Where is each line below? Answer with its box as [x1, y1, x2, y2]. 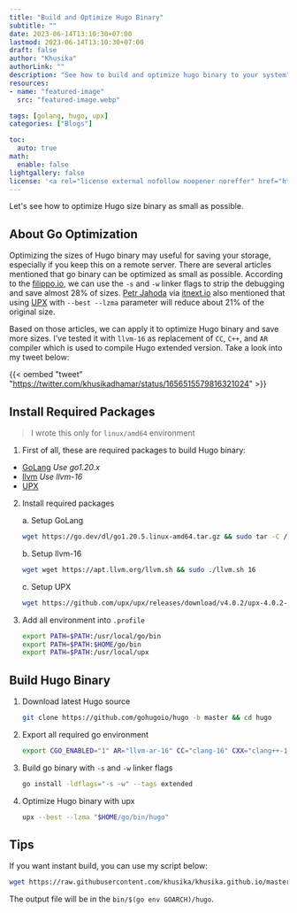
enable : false [17, 160, 69, 169]
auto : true [17, 143, 57, 153]
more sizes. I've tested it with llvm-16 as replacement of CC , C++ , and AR [9, 333, 268, 344]
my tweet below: [9, 352, 70, 363]
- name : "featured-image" [9, 87, 104, 96]
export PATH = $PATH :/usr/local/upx [21, 648, 149, 657]
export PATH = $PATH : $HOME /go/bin [21, 639, 141, 649]
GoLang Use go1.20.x [21, 462, 100, 472]
